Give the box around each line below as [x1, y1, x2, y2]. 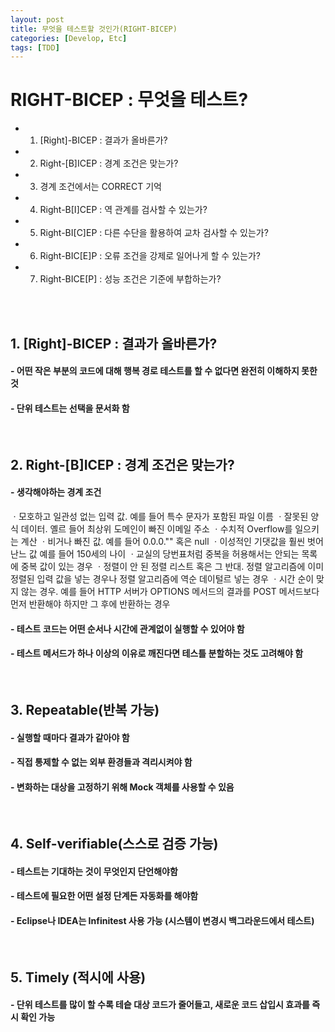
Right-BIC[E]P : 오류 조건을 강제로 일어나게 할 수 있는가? [39, 250, 261, 262]
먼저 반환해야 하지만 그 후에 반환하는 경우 [10, 597, 171, 610]
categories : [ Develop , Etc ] [10, 33, 128, 43]
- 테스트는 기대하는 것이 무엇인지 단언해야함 [10, 865, 178, 877]
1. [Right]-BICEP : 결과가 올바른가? [10, 335, 218, 352]
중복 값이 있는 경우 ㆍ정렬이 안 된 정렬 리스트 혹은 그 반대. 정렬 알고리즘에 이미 [20, 560, 325, 572]
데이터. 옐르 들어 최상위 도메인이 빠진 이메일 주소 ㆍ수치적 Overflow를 [20, 522, 293, 535]
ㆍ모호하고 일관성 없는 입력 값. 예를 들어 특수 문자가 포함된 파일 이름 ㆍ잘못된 [10, 510, 309, 522]
